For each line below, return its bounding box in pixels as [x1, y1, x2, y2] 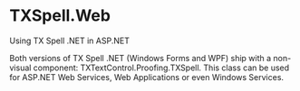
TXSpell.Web [9, 5, 111, 26]
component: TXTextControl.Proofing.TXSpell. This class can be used [33, 62, 290, 73]
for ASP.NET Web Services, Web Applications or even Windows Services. [9, 71, 284, 82]
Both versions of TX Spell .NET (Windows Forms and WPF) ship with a [9, 52, 272, 63]
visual [9, 62, 32, 73]
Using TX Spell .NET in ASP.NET [9, 35, 130, 46]
